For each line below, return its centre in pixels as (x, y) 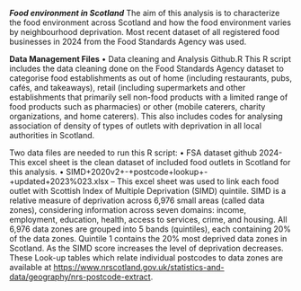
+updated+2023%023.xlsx (59, 181)
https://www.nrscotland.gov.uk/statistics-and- (139, 267)
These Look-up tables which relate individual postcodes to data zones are (146, 258)
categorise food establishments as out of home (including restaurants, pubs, (151, 78)
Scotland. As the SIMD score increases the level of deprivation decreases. (147, 248)
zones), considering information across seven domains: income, (128, 210)
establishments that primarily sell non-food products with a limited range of (149, 97)
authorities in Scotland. (52, 135)
